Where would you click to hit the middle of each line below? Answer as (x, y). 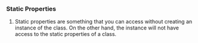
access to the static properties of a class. (66, 34)
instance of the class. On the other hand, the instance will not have (97, 28)
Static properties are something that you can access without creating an (103, 22)
